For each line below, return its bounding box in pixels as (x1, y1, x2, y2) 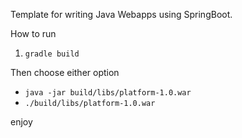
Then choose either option (10, 67, 120, 78)
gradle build (24, 49, 80, 59)
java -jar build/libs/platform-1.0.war (24, 88, 192, 98)
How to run (10, 28, 57, 39)
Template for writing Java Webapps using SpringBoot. (10, 9, 233, 20)
